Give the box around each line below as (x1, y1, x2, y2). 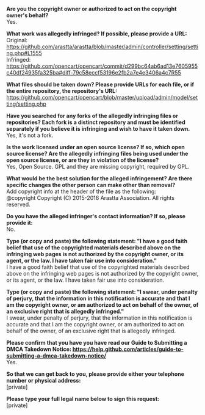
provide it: (6, 219, 33, 226)
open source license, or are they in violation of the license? (6, 156, 159, 164)
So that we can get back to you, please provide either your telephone (6, 370, 185, 378)
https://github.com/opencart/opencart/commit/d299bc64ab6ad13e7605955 (6, 62, 198, 70)
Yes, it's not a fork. (6, 131, 54, 139)
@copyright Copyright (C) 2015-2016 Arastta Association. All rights (6, 194, 175, 201)
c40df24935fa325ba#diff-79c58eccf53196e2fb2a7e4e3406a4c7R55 (6, 69, 181, 76)
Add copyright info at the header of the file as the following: (6, 188, 157, 195)
